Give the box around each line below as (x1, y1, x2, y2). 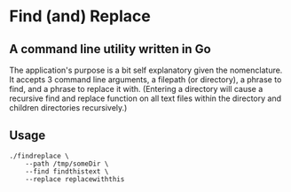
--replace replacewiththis (25, 174, 125, 183)
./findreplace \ (9, 151, 69, 160)
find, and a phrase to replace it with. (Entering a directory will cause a (9, 84, 263, 94)
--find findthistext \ (25, 166, 109, 176)
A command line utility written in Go (9, 42, 211, 57)
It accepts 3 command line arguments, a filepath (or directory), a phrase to (9, 74, 282, 85)
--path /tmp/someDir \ (25, 159, 109, 168)
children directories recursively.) (9, 103, 128, 112)
